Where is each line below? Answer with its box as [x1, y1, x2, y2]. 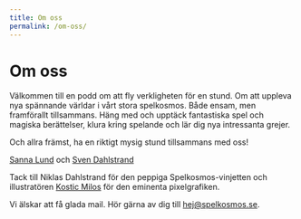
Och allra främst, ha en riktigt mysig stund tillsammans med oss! [9, 137, 249, 148]
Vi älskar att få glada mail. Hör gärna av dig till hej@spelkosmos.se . [9, 199, 260, 210]
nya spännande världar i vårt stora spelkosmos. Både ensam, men [9, 100, 257, 111]
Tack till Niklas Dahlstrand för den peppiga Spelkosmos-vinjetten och [9, 172, 267, 183]
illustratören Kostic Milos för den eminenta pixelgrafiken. [9, 182, 220, 193]
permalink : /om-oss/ [9, 22, 88, 31]
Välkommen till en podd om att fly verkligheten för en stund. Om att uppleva [9, 90, 292, 101]
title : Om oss [9, 13, 63, 23]
